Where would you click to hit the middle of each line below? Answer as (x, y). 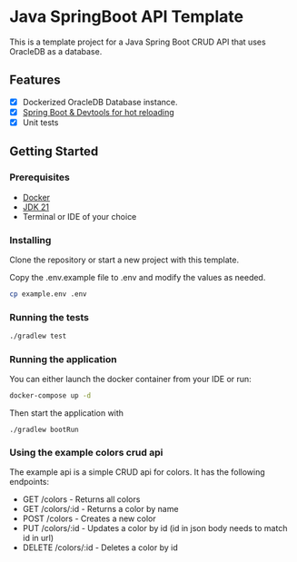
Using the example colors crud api (86, 453)
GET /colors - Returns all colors (81, 499)
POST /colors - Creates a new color (89, 518)
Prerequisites (40, 177)
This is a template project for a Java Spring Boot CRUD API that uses (138, 42)
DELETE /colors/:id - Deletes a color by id (100, 547)
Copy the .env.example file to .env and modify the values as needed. (138, 277)
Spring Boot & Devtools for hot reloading (98, 112)
